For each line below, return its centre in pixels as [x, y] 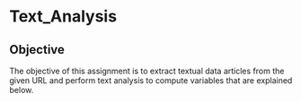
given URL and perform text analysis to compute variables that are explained [151, 81]
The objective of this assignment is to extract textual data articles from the [147, 71]
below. [22, 90]
